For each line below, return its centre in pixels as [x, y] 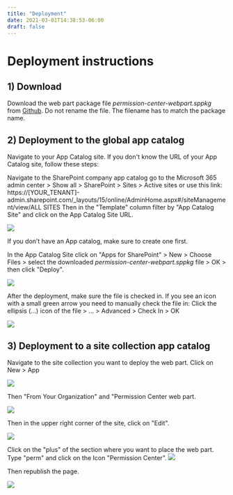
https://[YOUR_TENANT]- [43, 193]
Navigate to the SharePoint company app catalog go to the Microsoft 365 [112, 178]
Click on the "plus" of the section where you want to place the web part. [111, 449]
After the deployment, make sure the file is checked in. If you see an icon [112, 296]
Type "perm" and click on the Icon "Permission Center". [87, 458]
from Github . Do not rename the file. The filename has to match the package [116, 111]
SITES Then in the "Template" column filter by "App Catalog [128, 207]
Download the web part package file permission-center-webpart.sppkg [110, 103]
